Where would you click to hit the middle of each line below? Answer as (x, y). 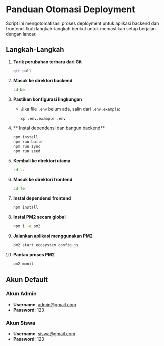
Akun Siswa (21, 323)
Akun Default (27, 279)
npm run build (28, 142)
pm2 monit (23, 264)
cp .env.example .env (43, 118)
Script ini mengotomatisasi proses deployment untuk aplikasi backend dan (83, 23)
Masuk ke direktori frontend (43, 179)
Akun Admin (21, 294)
